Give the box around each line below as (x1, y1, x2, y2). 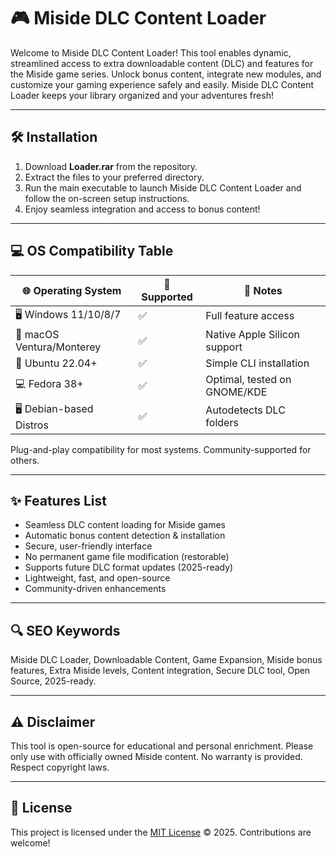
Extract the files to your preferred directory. (24, 171, 205, 183)
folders (205, 416, 239, 430)
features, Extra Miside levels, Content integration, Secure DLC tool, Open (10, 665, 311, 677)
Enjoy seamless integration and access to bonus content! (24, 203, 261, 215)
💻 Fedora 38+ (15, 377, 84, 391)
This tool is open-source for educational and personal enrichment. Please (10, 740, 314, 752)
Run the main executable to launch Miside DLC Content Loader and (24, 181, 302, 194)
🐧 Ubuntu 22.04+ (15, 356, 98, 370)
